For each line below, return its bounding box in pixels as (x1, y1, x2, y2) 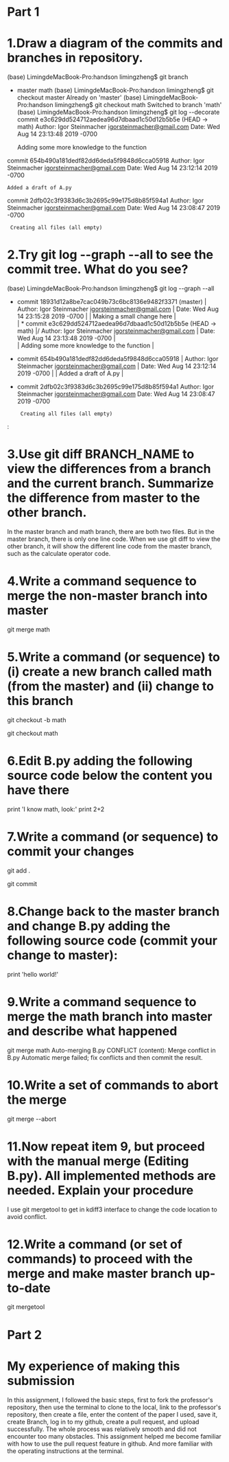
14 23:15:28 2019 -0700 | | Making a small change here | (16, 312, 176, 321)
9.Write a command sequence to (7, 994, 197, 1010)
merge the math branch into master (7, 1008, 213, 1024)
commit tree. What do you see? (7, 262, 189, 277)
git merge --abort (7, 1115, 57, 1123)
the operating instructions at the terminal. (7, 1446, 124, 1455)
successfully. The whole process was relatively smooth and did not (7, 1425, 197, 1433)
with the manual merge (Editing (7, 1153, 189, 1169)
